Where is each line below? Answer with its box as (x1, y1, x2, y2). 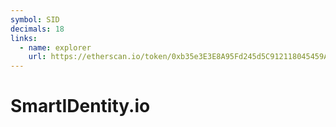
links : (10, 33, 38, 43)
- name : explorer (19, 42, 92, 53)
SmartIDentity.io (10, 95, 151, 118)
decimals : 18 (10, 24, 65, 34)
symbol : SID (10, 14, 60, 25)
